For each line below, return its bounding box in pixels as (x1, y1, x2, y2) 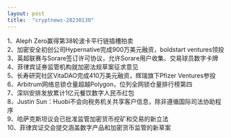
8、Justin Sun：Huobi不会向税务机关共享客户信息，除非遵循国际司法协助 (7, 97, 216, 105)
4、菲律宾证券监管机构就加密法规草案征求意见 (7, 62, 139, 71)
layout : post (7, 10, 45, 17)
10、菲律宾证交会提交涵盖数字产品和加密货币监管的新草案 (7, 123, 172, 132)
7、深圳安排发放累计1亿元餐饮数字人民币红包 (7, 88, 135, 97)
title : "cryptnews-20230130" (7, 17, 95, 24)
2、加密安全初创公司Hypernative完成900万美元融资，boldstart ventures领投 (7, 45, 225, 53)
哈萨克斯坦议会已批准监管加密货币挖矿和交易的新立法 (17, 114, 169, 123)
